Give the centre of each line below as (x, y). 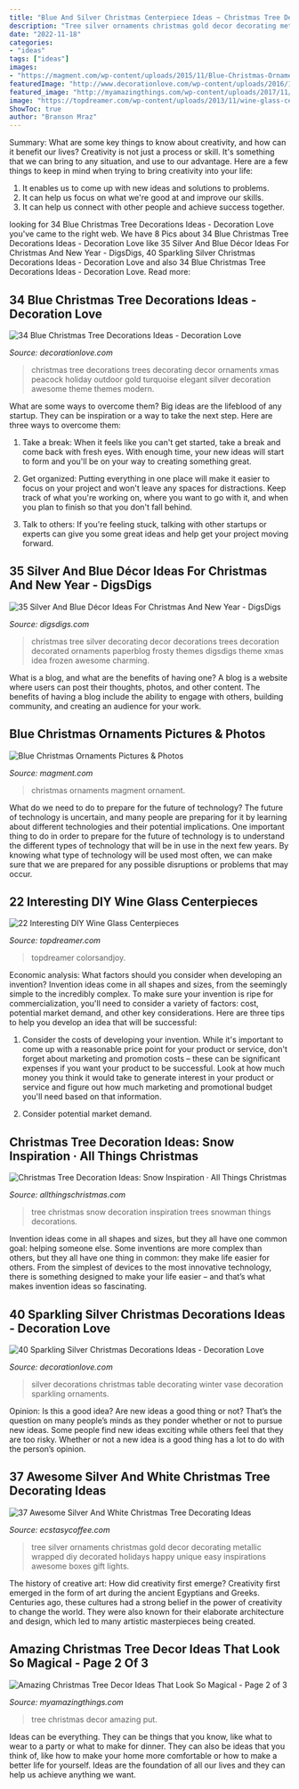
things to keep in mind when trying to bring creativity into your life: (131, 171)
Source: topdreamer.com (55, 940)
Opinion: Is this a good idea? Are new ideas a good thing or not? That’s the (145, 1411)
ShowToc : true (36, 109)
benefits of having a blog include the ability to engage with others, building (146, 696)
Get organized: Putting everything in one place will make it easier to (146, 478)
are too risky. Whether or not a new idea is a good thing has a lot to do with (147, 1439)
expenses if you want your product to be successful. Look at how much (154, 1068)
